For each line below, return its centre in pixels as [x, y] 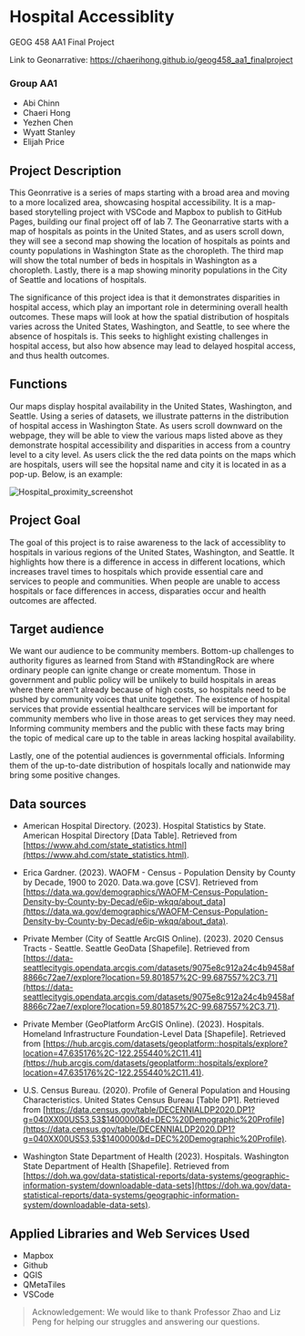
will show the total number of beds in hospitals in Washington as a [133, 261]
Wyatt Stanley [49, 132]
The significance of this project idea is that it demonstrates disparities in [145, 297]
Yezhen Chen [48, 123]
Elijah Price [44, 142]
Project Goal [45, 520]
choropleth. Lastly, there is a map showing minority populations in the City [148, 270]
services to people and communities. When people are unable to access [145, 581]
